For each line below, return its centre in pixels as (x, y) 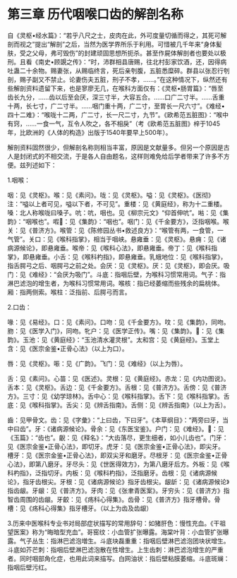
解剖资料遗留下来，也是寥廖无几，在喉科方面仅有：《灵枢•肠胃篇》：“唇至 (119, 88)
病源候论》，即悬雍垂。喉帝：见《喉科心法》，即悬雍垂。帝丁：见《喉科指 (112, 248)
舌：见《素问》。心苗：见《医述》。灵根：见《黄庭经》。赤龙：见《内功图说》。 (119, 378)
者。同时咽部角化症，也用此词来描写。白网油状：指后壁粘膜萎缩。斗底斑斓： (119, 558)
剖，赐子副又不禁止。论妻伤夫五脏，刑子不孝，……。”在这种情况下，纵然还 (115, 79)
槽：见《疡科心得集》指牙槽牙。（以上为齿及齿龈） (80, 508)
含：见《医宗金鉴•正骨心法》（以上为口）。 (68, 348)
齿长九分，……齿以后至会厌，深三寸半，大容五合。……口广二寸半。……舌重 (116, 97)
